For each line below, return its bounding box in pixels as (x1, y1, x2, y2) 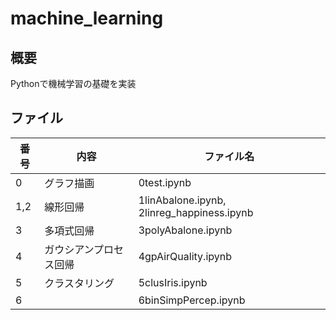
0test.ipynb (138, 175, 192, 189)
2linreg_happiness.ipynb (138, 205, 254, 219)
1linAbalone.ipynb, (138, 193, 227, 207)
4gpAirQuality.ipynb (138, 249, 232, 263)
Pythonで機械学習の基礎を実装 (10, 78, 137, 89)
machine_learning (10, 7, 164, 30)
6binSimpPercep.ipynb (138, 293, 246, 307)
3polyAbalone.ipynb (138, 223, 233, 237)
